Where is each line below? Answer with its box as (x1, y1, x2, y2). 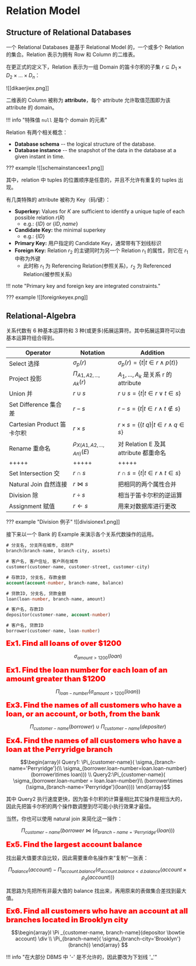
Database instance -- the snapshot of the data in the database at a (14, 146, 177, 153)
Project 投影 (9, 374, 42, 383)
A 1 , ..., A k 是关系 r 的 (117, 370, 172, 380)
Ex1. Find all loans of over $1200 (6, 638, 122, 648)
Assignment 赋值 (9, 502, 55, 510)
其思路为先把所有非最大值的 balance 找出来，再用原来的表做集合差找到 (6, 887, 177, 894)
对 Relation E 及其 (117, 440, 166, 448)
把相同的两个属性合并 (117, 480, 177, 489)
